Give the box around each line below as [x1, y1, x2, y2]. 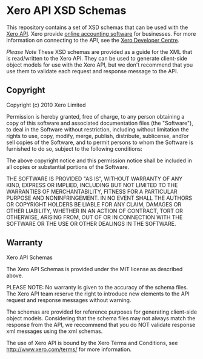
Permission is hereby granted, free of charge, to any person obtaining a [6, 113, 185, 120]
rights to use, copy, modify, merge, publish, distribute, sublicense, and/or [6, 132, 189, 139]
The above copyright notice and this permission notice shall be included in [6, 157, 192, 164]
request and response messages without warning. [6, 296, 131, 303]
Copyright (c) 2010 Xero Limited [6, 101, 86, 108]
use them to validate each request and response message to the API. [6, 67, 179, 74]
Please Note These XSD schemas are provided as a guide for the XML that [6, 48, 193, 55]
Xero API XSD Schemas [6, 4, 127, 18]
